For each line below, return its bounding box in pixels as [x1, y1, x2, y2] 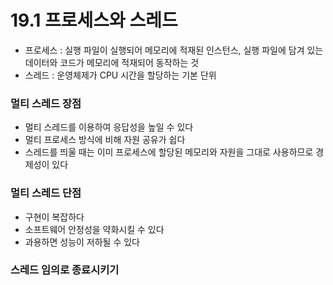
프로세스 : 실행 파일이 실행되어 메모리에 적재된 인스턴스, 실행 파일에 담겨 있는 [24, 44, 324, 56]
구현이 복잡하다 [24, 211, 85, 223]
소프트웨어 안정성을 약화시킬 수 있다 [24, 223, 165, 235]
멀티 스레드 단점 [10, 186, 82, 200]
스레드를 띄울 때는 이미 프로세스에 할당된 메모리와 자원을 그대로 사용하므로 [24, 146, 314, 158]
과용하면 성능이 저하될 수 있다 [24, 236, 140, 248]
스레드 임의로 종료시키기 [10, 263, 120, 277]
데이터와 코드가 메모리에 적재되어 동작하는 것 [24, 56, 200, 68]
